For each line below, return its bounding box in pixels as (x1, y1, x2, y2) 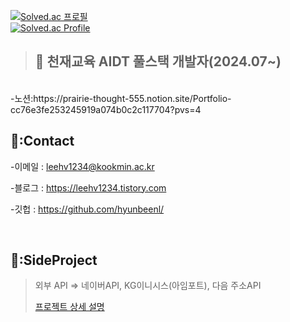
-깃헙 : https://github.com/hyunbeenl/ (10, 203, 165, 215)
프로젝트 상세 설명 (34, 301, 105, 313)
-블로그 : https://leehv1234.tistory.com (10, 181, 167, 194)
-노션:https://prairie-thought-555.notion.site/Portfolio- (10, 92, 232, 104)
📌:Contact (10, 133, 75, 150)
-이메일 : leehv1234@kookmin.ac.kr (10, 160, 155, 172)
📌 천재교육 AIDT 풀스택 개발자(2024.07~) (34, 53, 282, 70)
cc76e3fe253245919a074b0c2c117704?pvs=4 (10, 103, 202, 115)
